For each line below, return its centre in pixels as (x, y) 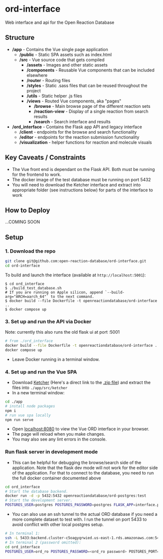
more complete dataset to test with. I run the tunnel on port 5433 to (79, 519)
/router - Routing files (48, 80)
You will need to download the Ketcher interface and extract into (76, 185)
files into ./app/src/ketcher (40, 388)
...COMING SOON (23, 222)
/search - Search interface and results (72, 121)
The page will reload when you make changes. (59, 434)
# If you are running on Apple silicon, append (54, 292)
